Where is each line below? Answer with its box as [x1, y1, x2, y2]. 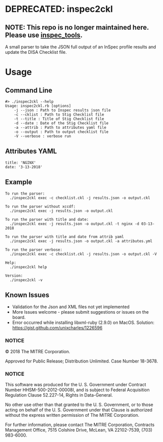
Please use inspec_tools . [5, 31, 83, 39]
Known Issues [5, 291, 50, 299]
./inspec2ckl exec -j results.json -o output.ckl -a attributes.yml [9, 239, 153, 243]
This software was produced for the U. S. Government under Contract [5, 382, 146, 388]
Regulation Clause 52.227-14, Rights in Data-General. [5, 392, 113, 398]
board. [12, 315, 26, 321]
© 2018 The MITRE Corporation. [5, 348, 70, 354]
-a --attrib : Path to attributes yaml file [14, 125, 107, 130]
